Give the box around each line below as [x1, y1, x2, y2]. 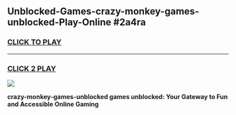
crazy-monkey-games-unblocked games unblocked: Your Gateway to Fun [7, 92, 228, 100]
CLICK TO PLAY [7, 38, 62, 47]
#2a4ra [113, 17, 146, 29]
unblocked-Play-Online [7, 17, 112, 29]
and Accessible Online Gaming [7, 100, 99, 108]
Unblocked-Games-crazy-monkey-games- [7, 6, 199, 17]
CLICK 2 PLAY [7, 63, 56, 73]
